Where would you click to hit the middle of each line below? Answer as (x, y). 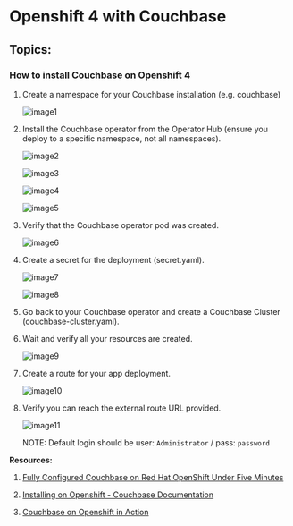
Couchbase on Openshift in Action (85, 512)
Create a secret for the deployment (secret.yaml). (113, 259)
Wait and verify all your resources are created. (108, 338)
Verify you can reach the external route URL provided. (121, 408)
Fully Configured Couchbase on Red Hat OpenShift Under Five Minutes (153, 477)
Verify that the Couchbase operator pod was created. (120, 225)
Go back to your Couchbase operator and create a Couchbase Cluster (151, 311)
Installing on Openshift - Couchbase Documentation (118, 495)
